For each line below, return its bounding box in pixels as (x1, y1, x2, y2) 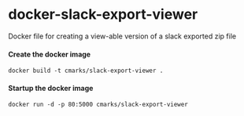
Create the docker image (8, 49, 91, 59)
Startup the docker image (8, 83, 94, 92)
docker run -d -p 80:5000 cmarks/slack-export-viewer (8, 100, 189, 109)
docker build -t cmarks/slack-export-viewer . (8, 67, 164, 75)
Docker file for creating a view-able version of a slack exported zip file (8, 31, 237, 41)
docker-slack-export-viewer (8, 5, 198, 24)
